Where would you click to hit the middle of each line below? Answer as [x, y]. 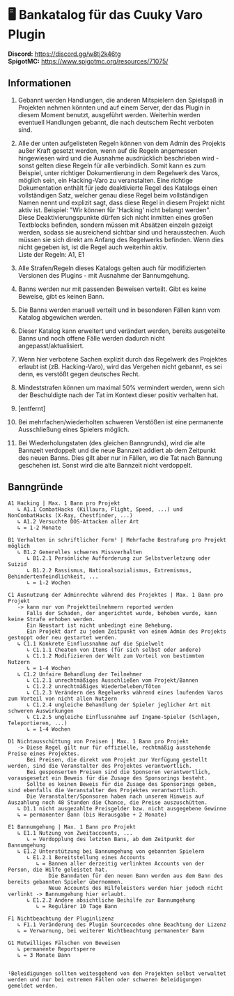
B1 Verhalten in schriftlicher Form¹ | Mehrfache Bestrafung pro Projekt [117, 540]
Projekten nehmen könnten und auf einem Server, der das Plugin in [114, 107]
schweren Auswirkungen [41, 711]
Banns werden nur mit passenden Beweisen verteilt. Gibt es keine [112, 289]
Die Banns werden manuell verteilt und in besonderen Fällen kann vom [119, 310]
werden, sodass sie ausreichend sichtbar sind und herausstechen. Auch [122, 232]
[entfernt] [32, 408]
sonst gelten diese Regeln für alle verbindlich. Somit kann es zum [112, 165]
